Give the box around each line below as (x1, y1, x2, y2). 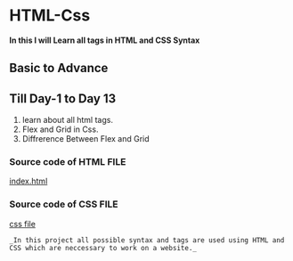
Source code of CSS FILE (9, 198, 118, 210)
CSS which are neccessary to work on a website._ (9, 243, 198, 252)
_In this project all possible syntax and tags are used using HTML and (9, 235, 285, 245)
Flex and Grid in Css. (21, 124, 99, 135)
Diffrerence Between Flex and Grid (21, 134, 150, 144)
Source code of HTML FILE (9, 156, 126, 168)
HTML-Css (9, 5, 91, 26)
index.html (9, 175, 48, 187)
